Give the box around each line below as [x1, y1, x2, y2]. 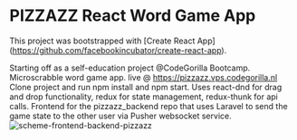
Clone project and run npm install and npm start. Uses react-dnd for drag [9, 81, 283, 92]
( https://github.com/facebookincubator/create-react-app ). [9, 44, 227, 55]
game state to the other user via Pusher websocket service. [9, 110, 233, 121]
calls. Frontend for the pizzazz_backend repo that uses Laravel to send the [9, 100, 288, 111]
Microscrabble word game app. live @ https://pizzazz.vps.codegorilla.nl [9, 71, 278, 82]
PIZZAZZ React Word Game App [9, 5, 256, 26]
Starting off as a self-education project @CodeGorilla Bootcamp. [9, 62, 251, 73]
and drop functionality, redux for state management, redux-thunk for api [9, 91, 278, 102]
